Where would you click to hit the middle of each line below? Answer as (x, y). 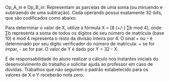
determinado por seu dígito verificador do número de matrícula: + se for (80, 44)
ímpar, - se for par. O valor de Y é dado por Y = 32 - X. (62, 49)
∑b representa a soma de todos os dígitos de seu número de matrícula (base (85, 33)
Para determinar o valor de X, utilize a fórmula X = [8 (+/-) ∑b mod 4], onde (83, 28)
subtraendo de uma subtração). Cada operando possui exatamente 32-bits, (84, 13)
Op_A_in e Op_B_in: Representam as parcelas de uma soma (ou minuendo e (84, 7)
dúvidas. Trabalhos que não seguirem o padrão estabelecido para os (77, 69)
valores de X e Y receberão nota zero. (45, 75)
